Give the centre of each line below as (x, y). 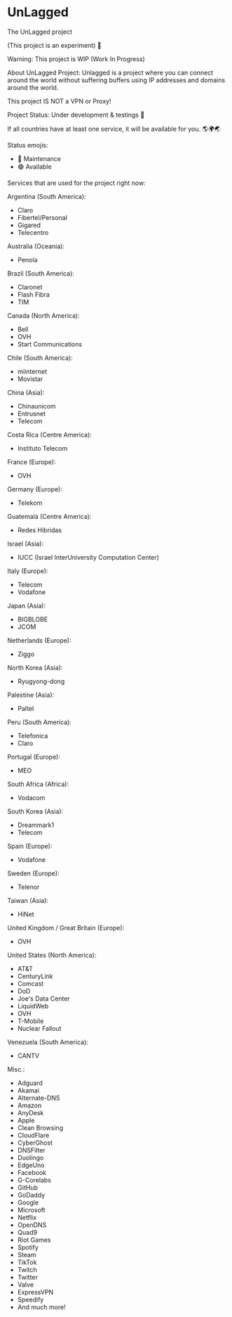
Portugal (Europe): (34, 757)
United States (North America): (52, 955)
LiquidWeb (33, 1006)
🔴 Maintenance (39, 158)
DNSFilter (31, 1150)
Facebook (32, 1172)
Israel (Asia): (26, 544)
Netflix (27, 1217)
